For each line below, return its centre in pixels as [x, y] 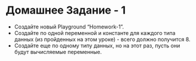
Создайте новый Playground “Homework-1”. [69, 27]
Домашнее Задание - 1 [66, 10]
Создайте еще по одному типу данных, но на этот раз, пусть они [97, 46]
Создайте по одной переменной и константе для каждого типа [95, 33]
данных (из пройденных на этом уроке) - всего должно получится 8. [102, 39]
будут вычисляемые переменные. [58, 52]
